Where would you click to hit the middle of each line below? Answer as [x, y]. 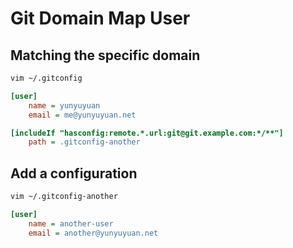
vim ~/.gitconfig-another [64, 197]
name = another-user [71, 223]
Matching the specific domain [105, 55]
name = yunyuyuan [64, 105]
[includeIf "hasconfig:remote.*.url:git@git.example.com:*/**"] [147, 133]
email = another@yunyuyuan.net [93, 233]
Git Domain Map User [100, 18]
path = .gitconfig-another [84, 142]
